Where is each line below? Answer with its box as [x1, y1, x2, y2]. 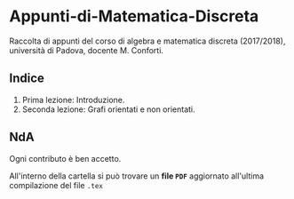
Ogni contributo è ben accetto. [9, 153, 122, 163]
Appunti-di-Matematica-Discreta [9, 6, 259, 27]
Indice [9, 71, 44, 86]
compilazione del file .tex [9, 179, 104, 190]
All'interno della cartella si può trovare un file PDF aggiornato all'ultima [9, 171, 265, 181]
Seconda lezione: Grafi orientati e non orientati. [21, 104, 195, 115]
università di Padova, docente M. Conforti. [9, 44, 164, 55]
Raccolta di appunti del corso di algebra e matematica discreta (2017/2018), [9, 36, 286, 46]
